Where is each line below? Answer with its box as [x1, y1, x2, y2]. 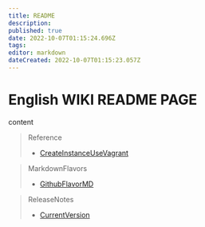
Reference [27, 133, 62, 142]
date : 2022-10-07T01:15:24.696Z [8, 34, 116, 42]
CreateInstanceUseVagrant [39, 148, 129, 157]
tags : [8, 42, 26, 50]
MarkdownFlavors [27, 163, 88, 173]
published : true [8, 26, 62, 34]
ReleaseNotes [27, 194, 74, 204]
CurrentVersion [39, 209, 90, 220]
